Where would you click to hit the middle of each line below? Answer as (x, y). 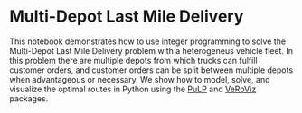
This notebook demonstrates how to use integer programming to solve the (148, 41)
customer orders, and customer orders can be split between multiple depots (151, 70)
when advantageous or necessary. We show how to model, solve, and (140, 79)
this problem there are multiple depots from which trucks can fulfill (133, 60)
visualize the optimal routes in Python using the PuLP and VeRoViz (133, 89)
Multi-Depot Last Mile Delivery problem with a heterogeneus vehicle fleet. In (151, 50)
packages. (29, 98)
